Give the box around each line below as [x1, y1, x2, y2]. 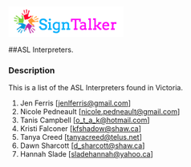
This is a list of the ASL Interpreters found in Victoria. [8, 83, 183, 93]
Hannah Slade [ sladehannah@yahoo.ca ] [19, 149, 154, 159]
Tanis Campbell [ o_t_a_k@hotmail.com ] [19, 115, 150, 125]
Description [8, 65, 55, 76]
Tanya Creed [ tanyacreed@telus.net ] [19, 133, 143, 142]
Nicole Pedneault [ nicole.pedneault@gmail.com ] [19, 107, 181, 117]
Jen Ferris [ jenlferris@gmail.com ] [19, 98, 131, 108]
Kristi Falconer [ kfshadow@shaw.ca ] [19, 124, 142, 133]
